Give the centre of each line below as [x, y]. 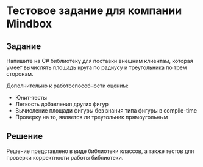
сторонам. [20, 74]
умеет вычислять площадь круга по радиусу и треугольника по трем [97, 67]
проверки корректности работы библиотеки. [65, 157]
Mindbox [29, 24]
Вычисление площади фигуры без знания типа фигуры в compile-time [106, 110]
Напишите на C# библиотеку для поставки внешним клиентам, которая [100, 61]
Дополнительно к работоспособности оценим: [68, 86]
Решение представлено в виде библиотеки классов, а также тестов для [100, 151]
